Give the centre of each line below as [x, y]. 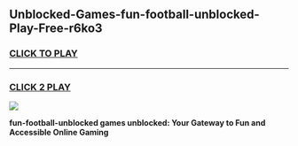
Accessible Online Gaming [59, 132]
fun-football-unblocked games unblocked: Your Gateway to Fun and [137, 122]
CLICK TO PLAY [43, 54]
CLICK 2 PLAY [40, 87]
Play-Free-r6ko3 [56, 29]
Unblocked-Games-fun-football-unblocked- [134, 15]
